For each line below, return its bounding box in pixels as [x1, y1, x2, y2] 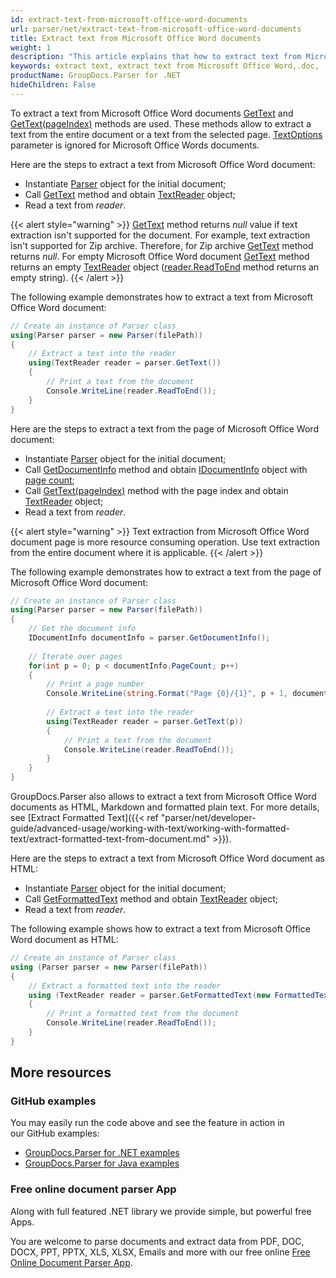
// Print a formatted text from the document [46, 1009, 240, 1019]
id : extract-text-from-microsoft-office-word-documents [10, 14, 248, 25]
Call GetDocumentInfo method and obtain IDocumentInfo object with [24, 463, 308, 475]
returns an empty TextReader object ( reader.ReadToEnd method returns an [10, 261, 320, 273]
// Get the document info [28, 624, 137, 634]
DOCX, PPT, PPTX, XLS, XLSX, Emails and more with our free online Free [10, 1246, 311, 1258]
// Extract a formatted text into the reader [28, 981, 222, 991]
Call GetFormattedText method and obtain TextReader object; [24, 893, 278, 905]
